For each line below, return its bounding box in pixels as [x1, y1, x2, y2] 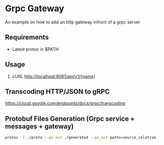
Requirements [5, 33, 49, 41]
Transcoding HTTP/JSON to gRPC [5, 87, 110, 96]
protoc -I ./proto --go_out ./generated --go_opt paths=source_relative [5, 135, 156, 140]
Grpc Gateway [5, 3, 64, 14]
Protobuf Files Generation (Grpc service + [5, 114, 135, 123]
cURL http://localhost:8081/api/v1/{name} [12, 73, 96, 79]
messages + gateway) [5, 122, 74, 130]
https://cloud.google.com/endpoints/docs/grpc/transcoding [5, 101, 125, 106]
